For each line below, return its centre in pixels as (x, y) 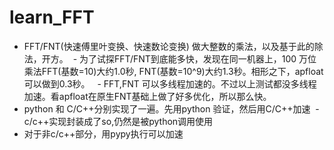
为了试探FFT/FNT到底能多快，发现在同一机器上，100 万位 (198, 58)
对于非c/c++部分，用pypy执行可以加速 (103, 133)
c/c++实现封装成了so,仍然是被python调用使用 (118, 121)
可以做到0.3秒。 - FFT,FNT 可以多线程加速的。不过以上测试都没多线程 (170, 83)
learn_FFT (52, 17)
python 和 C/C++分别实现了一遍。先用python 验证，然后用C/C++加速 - (171, 108)
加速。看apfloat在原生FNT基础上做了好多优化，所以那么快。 (147, 96)
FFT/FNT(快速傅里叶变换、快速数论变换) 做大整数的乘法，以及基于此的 (169, 46)
